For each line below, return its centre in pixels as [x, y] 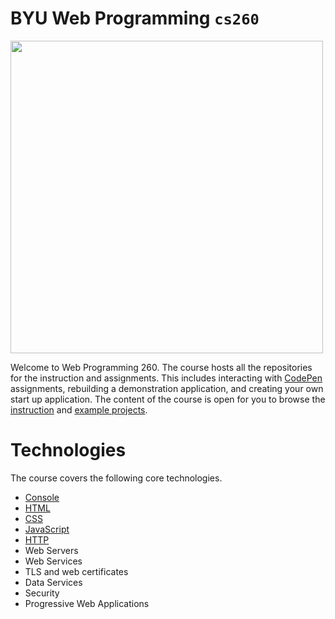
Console [42, 497]
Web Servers [51, 550]
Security [42, 593]
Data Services [53, 582]
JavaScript [47, 529]
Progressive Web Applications [87, 603]
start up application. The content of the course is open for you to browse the [168, 399]
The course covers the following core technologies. [116, 478]
